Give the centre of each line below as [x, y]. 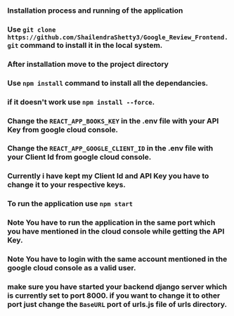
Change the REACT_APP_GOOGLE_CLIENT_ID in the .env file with [110, 148]
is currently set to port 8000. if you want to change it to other [114, 296]
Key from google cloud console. [63, 129]
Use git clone [32, 29]
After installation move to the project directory [88, 64]
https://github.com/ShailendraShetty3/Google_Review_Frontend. [118, 37]
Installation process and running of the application [95, 11]
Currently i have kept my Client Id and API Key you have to [108, 176]
